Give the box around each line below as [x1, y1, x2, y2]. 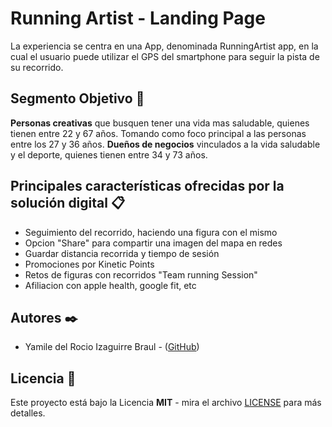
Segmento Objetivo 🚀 [10, 90, 145, 107]
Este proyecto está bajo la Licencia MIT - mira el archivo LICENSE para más [10, 397, 322, 409]
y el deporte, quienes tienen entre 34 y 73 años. [10, 148, 208, 161]
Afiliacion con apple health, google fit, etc [24, 279, 197, 291]
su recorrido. [10, 61, 64, 73]
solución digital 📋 [10, 195, 126, 212]
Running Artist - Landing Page [10, 7, 266, 30]
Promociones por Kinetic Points [24, 258, 155, 270]
